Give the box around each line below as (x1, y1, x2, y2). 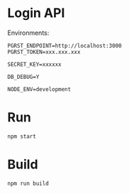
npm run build (7, 180, 50, 187)
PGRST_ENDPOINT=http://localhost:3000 (7, 42, 122, 49)
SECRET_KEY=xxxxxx (7, 60, 62, 68)
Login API (7, 5, 65, 21)
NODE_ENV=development (7, 85, 72, 93)
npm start (7, 133, 37, 140)
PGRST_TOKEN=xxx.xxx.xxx (7, 48, 81, 55)
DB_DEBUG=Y (7, 73, 40, 80)
